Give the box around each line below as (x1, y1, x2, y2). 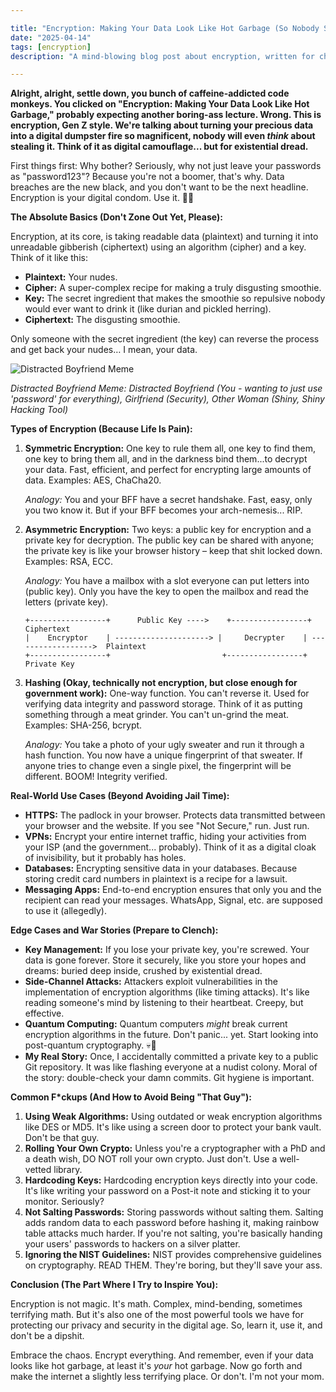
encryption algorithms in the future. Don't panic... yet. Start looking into (24, 1029, 319, 1041)
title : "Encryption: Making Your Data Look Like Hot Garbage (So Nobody (10, 23, 320, 33)
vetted (24, 1164, 52, 1176)
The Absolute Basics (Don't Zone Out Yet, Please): (10, 211, 223, 223)
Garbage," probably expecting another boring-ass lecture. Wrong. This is (10, 109, 322, 121)
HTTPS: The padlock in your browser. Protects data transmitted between (24, 809, 326, 821)
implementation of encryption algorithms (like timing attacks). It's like (24, 986, 310, 998)
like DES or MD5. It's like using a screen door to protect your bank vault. (24, 1121, 322, 1133)
